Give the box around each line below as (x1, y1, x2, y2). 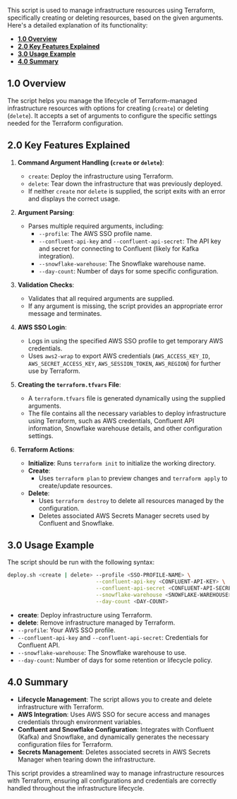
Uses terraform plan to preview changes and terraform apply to (38, 473, 228, 483)
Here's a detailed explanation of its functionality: (7, 21, 148, 29)
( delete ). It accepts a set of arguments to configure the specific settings (7, 111, 217, 119)
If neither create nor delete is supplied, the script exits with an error (28, 187, 226, 195)
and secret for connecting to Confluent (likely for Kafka (38, 244, 200, 253)
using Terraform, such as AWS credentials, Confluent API (28, 416, 195, 425)
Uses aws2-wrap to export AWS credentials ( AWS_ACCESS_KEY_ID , (28, 351, 210, 360)
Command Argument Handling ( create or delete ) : (17, 158, 164, 167)
